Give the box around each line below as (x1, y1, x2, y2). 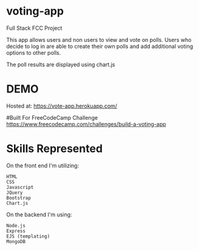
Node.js (6, 222, 26, 229)
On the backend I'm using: (6, 211, 72, 218)
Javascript (6, 184, 34, 190)
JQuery (6, 190, 23, 196)
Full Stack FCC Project (6, 24, 62, 32)
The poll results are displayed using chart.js (6, 61, 115, 68)
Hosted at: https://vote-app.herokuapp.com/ (6, 102, 117, 109)
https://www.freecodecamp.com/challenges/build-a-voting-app (6, 120, 166, 128)
